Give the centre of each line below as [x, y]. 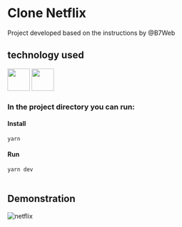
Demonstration [42, 199]
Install [17, 124]
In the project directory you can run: [71, 107]
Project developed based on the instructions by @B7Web [91, 33]
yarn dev [20, 170]
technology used [46, 55]
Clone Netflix [47, 13]
